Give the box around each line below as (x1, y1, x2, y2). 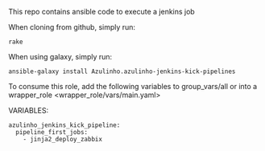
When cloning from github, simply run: (8, 22, 135, 31)
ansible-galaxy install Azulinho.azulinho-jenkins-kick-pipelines (8, 67, 236, 75)
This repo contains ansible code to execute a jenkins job (8, 7, 195, 16)
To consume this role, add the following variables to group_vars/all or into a (8, 82, 258, 91)
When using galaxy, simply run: (8, 52, 113, 61)
